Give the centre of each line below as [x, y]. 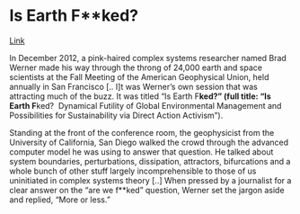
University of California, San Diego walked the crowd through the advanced [149, 142]
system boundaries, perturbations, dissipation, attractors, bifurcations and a [150, 161]
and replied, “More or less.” [60, 200]
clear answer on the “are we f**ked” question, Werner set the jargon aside [147, 190]
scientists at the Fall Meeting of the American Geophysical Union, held [139, 76]
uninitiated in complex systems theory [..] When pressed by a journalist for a [150, 180]
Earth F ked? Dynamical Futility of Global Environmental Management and [146, 105]
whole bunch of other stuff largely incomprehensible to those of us [133, 171]
